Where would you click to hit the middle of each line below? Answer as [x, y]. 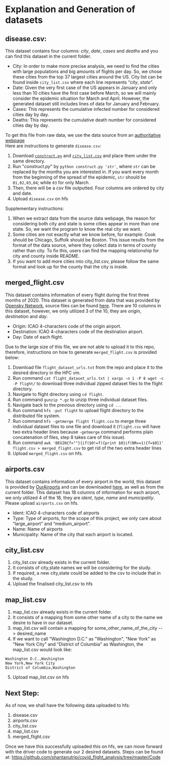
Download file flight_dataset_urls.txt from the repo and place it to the [88, 367]
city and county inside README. [46, 256]
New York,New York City [30, 663]
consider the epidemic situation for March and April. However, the [81, 98]
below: [12, 357]
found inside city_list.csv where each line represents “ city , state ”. [83, 82]
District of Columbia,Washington [40, 668]
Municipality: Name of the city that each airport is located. [73, 534]
